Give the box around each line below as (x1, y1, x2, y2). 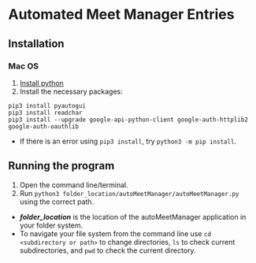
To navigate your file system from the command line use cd (19, 228, 211, 238)
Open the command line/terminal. (19, 180, 128, 190)
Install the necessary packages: (19, 87, 124, 96)
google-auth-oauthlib (8, 122, 80, 131)
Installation (8, 37, 65, 50)
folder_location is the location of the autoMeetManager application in (19, 212, 247, 221)
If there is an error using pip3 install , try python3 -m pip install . (19, 136, 237, 146)
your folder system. (19, 220, 83, 230)
